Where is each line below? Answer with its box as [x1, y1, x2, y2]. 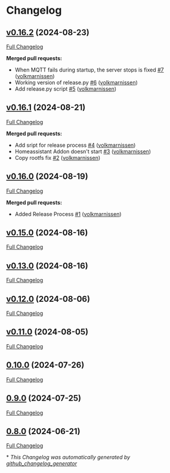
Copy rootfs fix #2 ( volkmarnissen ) [14, 154, 101, 161]
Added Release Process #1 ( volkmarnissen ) [14, 210, 122, 218]
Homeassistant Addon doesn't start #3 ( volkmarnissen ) [14, 147, 151, 155]
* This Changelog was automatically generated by [6, 454, 131, 461]
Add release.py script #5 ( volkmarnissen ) [14, 85, 117, 92]
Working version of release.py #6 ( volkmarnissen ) [14, 79, 138, 86]
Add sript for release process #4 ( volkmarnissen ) [14, 141, 136, 149]
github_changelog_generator [6, 460, 78, 467]
